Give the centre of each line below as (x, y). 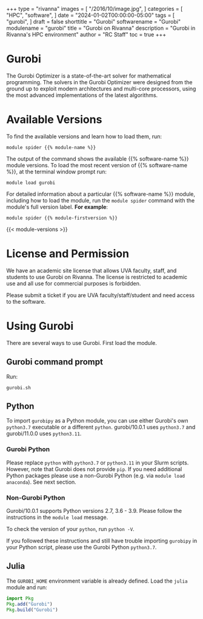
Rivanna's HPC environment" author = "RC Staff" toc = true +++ (86, 35)
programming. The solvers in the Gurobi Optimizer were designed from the (99, 82)
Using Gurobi (40, 326)
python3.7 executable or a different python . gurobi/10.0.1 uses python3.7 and (101, 427)
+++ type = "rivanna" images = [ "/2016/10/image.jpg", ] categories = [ (95, 9)
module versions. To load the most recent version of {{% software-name (97, 165)
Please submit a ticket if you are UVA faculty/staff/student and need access (101, 295)
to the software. (26, 301)
